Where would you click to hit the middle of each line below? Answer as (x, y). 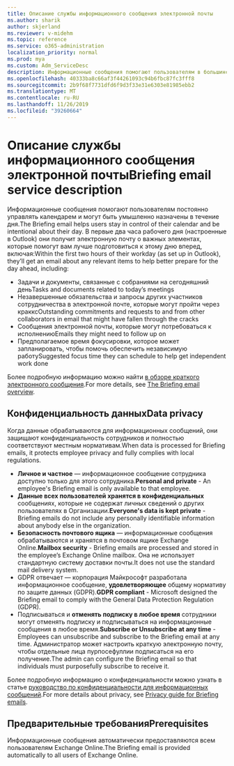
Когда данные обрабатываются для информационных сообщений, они (112, 430)
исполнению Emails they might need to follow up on (92, 334)
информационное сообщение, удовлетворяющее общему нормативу (122, 584)
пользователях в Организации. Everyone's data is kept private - (111, 510)
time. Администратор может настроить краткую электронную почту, (120, 644)
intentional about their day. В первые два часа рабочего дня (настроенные (117, 231)
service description (65, 190)
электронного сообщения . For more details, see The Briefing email (103, 384)
